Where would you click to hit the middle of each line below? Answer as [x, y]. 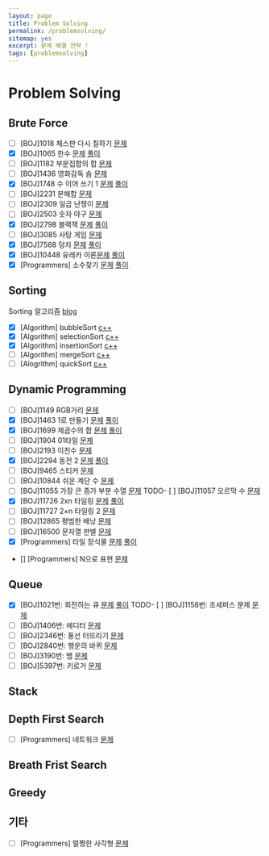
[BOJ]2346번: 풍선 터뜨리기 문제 [72, 635]
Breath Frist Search [58, 765]
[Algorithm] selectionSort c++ [69, 336]
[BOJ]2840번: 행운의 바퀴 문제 [68, 645]
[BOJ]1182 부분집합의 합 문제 [66, 164]
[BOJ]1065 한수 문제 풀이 [60, 153]
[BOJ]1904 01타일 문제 [57, 440]
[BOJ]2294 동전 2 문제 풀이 [64, 461]
